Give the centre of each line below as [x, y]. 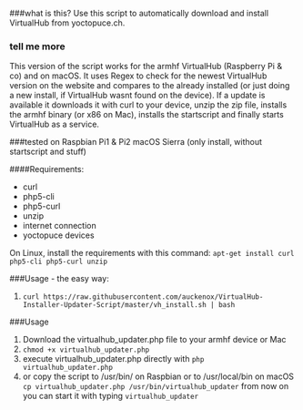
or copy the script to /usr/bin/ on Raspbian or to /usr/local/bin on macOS [158, 376]
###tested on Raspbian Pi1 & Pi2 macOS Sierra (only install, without [136, 142]
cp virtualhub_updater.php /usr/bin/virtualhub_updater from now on [156, 386]
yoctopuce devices [58, 235]
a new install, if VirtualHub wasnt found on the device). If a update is [137, 96]
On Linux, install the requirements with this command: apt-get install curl [152, 253]
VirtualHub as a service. [55, 124]
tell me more [37, 46]
